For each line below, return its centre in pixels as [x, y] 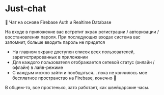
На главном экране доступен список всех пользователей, [73, 52]
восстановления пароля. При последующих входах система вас [73, 37]
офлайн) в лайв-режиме [38, 67]
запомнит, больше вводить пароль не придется [55, 42]
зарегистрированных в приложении [50, 57]
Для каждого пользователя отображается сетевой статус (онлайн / [83, 62]
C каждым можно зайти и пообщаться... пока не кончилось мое [80, 72]
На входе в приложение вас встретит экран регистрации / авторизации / [82, 32]
